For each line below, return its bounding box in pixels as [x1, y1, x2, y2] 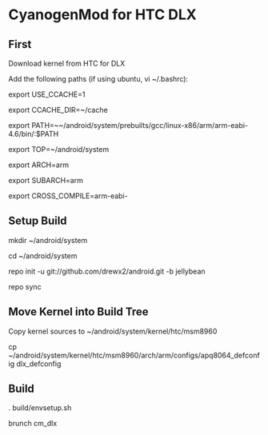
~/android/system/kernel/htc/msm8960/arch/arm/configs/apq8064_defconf [8, 350, 260, 360]
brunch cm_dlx [8, 418, 58, 429]
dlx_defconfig [15, 358, 62, 369]
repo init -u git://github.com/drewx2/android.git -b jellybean [8, 266, 206, 276]
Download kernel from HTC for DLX [8, 58, 126, 68]
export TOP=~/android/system [8, 145, 110, 154]
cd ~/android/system [8, 250, 78, 261]
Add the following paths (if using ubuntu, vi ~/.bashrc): [8, 74, 189, 83]
